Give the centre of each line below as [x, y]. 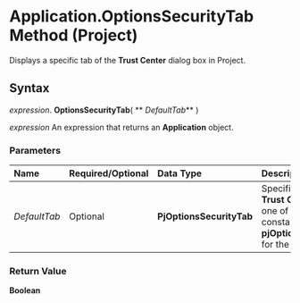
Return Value [38, 271]
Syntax [29, 88]
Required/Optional [109, 173]
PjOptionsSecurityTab [205, 216]
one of [275, 211]
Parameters [35, 150]
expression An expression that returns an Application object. [121, 127]
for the [275, 245]
